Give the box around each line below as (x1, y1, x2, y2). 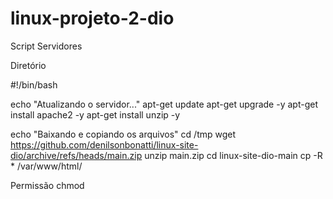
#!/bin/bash (10, 78, 58, 91)
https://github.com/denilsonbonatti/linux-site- (10, 138, 199, 151)
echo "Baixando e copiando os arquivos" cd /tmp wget (10, 128, 237, 140)
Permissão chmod (10, 179, 85, 191)
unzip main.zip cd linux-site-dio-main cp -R (144, 149, 323, 161)
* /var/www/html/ (10, 160, 83, 172)
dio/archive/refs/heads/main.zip (10, 149, 143, 161)
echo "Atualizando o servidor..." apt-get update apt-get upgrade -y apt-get (10, 98, 318, 110)
